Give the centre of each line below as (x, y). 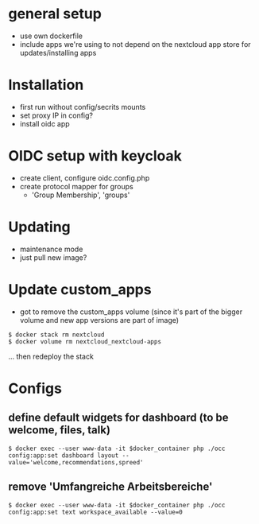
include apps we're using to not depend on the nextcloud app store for (135, 44)
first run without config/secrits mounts (83, 107)
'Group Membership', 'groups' (81, 195)
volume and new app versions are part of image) (99, 320)
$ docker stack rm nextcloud (56, 335)
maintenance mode (51, 249)
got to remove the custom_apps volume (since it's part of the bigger (131, 312)
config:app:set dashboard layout (64, 455)
